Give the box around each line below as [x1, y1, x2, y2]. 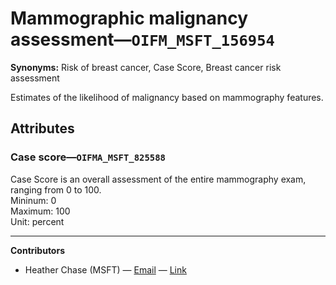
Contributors [10, 244, 66, 256]
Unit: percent [10, 215, 65, 227]
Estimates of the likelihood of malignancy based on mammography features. [10, 91, 324, 103]
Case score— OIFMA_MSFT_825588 [10, 150, 166, 164]
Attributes [10, 120, 75, 137]
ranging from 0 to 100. [10, 183, 102, 196]
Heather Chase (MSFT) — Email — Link [24, 263, 187, 276]
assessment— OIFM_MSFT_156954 [10, 28, 275, 51]
